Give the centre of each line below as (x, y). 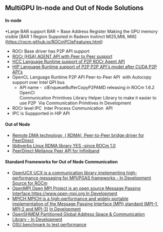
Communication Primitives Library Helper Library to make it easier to (88, 97)
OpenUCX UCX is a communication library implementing (69, 173)
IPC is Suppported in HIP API (41, 113)
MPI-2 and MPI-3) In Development (46, 209)
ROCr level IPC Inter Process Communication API (62, 108)
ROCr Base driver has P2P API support (51, 51)
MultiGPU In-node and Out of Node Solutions (74, 8)
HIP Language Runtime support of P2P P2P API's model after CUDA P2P (84, 67)
